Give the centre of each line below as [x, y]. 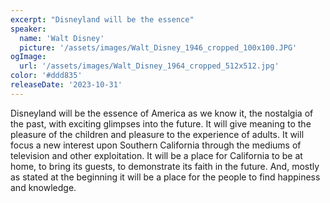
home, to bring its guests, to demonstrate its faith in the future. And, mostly [165, 166]
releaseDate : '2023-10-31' [66, 85]
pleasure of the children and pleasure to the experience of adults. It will [157, 134]
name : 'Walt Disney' [62, 38]
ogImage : [28, 57]
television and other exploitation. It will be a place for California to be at [156, 155]
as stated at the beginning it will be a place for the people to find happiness [165, 177]
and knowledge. [43, 187]
